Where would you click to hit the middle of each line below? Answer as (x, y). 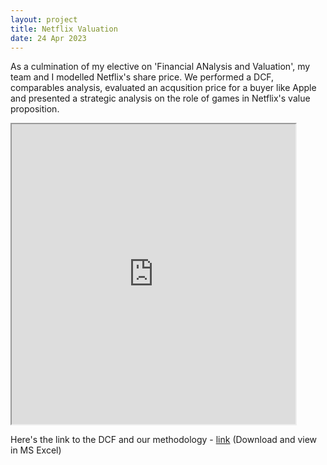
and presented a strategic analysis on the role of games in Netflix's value (160, 98)
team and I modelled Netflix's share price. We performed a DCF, (142, 77)
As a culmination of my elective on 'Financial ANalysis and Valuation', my (160, 67)
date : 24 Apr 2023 (48, 38)
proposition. (35, 109)
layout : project (44, 19)
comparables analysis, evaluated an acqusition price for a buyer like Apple (163, 88)
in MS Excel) (36, 450)
